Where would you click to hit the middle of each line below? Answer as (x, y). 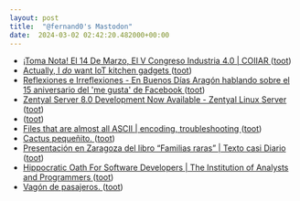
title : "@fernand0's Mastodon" (71, 26)
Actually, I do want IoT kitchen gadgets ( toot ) (107, 70)
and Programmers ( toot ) (68, 177)
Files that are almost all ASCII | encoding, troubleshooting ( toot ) (142, 129)
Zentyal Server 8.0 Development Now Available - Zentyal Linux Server (155, 100)
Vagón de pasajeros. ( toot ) (73, 187)
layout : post (34, 18)
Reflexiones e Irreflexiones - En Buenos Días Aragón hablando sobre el (156, 80)
